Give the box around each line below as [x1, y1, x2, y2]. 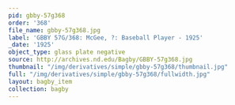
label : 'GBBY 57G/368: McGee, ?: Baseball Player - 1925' [8, 33, 203, 42]
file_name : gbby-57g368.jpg [8, 26, 101, 34]
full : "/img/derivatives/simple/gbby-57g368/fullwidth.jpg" [8, 70, 211, 78]
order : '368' [8, 19, 51, 27]
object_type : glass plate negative [8, 48, 126, 56]
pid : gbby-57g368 [8, 11, 66, 20]
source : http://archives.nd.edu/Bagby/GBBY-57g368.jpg [8, 56, 193, 64]
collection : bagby [8, 84, 69, 93]
